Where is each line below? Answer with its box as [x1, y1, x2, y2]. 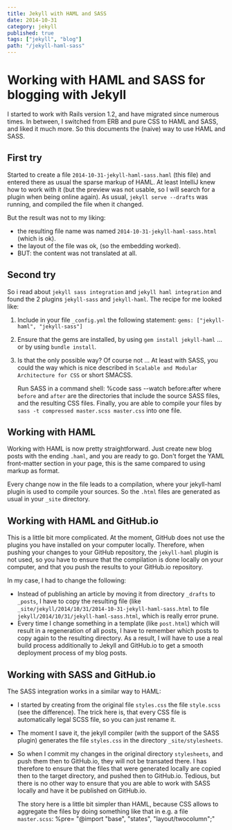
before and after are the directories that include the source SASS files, [17, 391, 220, 399]
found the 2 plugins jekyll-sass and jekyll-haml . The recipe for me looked [7, 295, 222, 303]
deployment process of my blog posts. [17, 649, 128, 657]
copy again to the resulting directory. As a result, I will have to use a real [17, 634, 223, 642]
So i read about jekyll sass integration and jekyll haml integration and [7, 287, 222, 295]
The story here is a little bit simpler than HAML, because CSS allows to [17, 800, 219, 808]
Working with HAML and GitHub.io [7, 515, 159, 527]
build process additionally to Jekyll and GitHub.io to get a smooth [17, 641, 204, 650]
